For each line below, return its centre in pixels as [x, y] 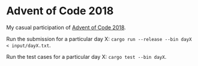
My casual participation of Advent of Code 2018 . [66, 27]
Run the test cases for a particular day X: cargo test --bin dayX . [86, 56]
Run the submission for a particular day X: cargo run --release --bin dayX [99, 39]
